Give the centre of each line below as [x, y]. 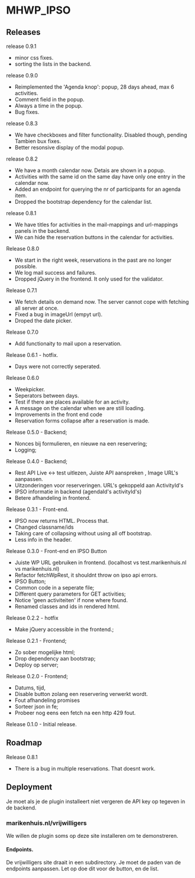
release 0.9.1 [21, 46]
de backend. [21, 808]
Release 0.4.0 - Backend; [37, 461]
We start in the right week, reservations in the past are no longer [93, 260]
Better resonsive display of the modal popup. [69, 147]
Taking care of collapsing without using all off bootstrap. [83, 533]
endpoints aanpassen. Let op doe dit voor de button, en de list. [82, 869]
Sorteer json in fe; [36, 706]
